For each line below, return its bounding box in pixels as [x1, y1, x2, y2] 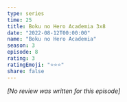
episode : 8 [7, 49, 38, 56]
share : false [7, 68, 45, 74]
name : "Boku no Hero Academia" [7, 36, 97, 43]
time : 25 [7, 17, 32, 23]
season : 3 [7, 42, 36, 49]
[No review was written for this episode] [7, 87, 121, 95]
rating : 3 [7, 55, 36, 62]
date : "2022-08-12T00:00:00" [7, 29, 91, 37]
